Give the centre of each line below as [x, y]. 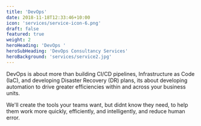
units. [13, 93]
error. [13, 118]
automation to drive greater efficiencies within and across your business [96, 87]
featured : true [25, 34]
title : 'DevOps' [27, 12]
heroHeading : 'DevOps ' [36, 46]
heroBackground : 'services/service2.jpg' [59, 57]
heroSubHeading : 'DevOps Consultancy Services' [67, 51]
